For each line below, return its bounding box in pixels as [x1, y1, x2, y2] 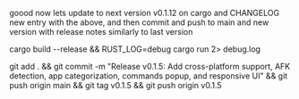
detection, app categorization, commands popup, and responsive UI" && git [9, 70, 288, 81]
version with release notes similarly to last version [9, 27, 193, 37]
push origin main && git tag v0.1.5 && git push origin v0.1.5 [9, 80, 222, 90]
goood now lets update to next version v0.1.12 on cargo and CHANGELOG [9, 8, 280, 18]
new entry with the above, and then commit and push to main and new [9, 17, 269, 28]
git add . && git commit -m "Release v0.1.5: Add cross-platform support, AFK [9, 62, 291, 71]
